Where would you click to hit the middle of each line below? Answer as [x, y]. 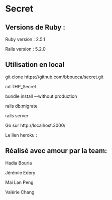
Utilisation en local [35, 65]
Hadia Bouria [19, 163]
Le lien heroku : [21, 135]
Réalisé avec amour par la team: [56, 151]
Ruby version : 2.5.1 [25, 39]
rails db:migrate [21, 106]
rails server [17, 115]
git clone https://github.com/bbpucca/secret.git [54, 77]
